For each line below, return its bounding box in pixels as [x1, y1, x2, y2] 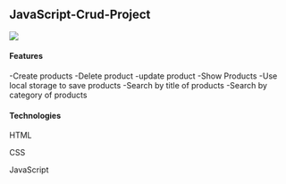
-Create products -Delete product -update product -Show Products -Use [9, 71, 278, 81]
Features [9, 51, 43, 62]
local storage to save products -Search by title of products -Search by [9, 80, 268, 91]
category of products [9, 89, 88, 101]
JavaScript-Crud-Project [9, 7, 151, 22]
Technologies [9, 110, 62, 121]
